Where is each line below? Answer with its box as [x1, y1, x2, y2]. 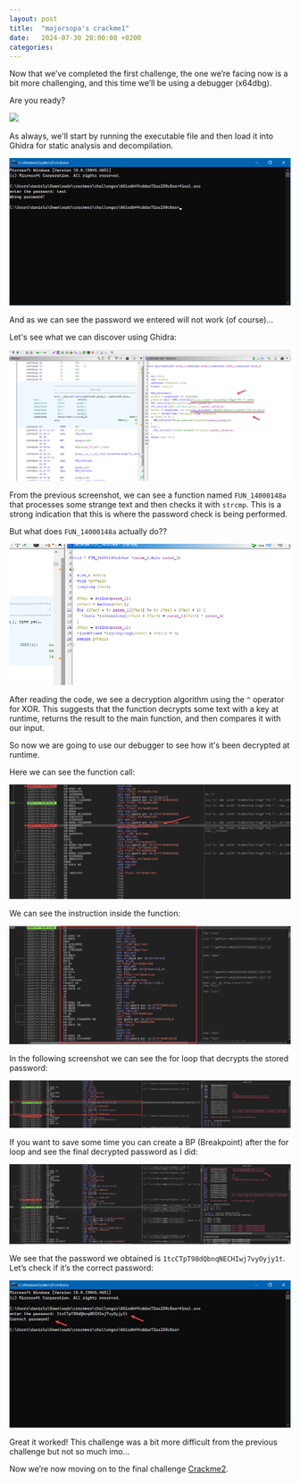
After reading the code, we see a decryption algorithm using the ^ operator [9, 694, 285, 705]
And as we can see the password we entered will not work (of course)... [9, 314, 274, 325]
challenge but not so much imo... [9, 1446, 130, 1457]
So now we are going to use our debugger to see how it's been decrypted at [9, 740, 290, 750]
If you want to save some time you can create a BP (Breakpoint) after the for [9, 1136, 289, 1147]
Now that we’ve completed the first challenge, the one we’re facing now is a [9, 68, 288, 80]
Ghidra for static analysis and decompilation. [9, 140, 174, 151]
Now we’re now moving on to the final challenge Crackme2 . [9, 1463, 229, 1474]
